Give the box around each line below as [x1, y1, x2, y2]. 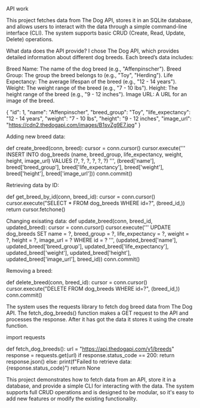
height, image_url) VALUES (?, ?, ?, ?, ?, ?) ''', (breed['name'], [6, 157, 156, 164]
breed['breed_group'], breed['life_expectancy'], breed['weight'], [6, 164, 164, 170]
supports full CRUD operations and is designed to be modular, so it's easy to [6, 389, 194, 395]
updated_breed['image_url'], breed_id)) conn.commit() [6, 255, 140, 263]
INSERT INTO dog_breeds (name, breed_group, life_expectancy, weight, [6, 151, 183, 158]
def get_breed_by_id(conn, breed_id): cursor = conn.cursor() [6, 193, 156, 200]
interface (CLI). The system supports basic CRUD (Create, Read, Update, [6, 29, 186, 36]
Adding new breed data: [6, 133, 66, 140]
